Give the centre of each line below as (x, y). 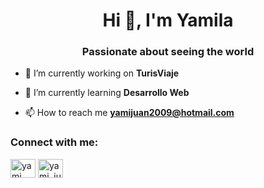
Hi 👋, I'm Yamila (168, 20)
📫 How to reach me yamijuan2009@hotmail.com (129, 113)
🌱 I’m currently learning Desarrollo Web (107, 93)
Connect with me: (54, 142)
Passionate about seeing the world (168, 52)
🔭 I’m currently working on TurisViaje (102, 73)
